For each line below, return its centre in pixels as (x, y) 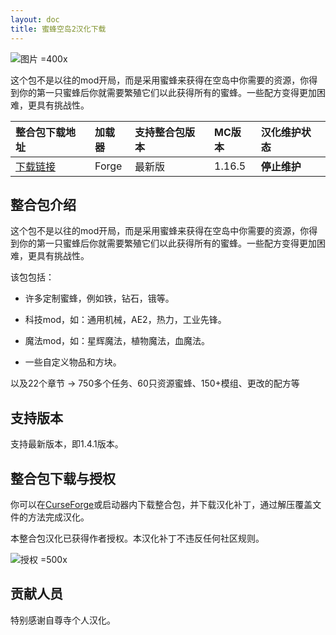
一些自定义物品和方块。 (73, 362)
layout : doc (35, 19)
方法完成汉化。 (58, 517)
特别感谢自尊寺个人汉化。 (63, 620)
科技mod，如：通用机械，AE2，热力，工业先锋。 (125, 320)
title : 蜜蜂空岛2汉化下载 (58, 29)
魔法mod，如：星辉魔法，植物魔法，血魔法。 (117, 341)
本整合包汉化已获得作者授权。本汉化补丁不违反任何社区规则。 (137, 538)
